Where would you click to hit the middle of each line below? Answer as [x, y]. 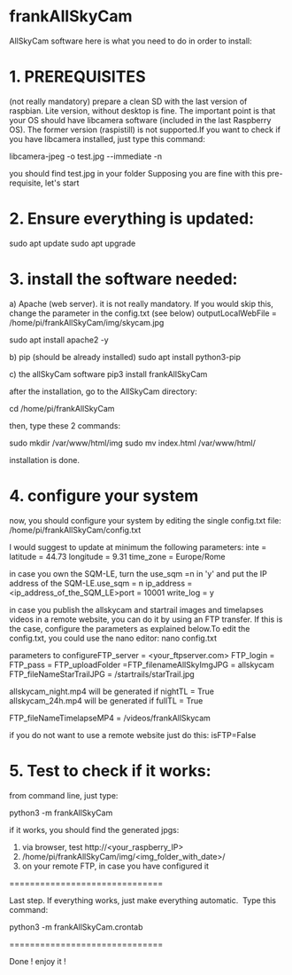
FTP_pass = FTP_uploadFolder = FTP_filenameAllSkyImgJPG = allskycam [142, 664]
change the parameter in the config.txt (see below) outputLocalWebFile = [143, 313]
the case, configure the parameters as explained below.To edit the [130, 628]
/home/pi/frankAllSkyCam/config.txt [75, 530]
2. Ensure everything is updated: [132, 219]
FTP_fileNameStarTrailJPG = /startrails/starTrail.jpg [102, 674]
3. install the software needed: [123, 279]
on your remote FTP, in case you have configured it [115, 866]
